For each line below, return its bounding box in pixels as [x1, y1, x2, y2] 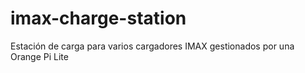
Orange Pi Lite [10, 50, 69, 62]
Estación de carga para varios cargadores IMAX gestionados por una [10, 40, 295, 52]
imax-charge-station [10, 7, 187, 30]
